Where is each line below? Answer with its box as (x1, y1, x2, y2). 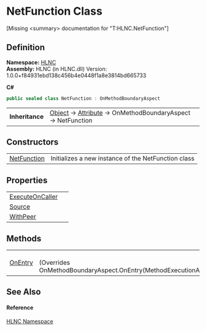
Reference (6, 304, 34, 311)
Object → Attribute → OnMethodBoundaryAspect (50, 108, 191, 117)
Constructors (6, 137, 59, 148)
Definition (6, 42, 45, 53)
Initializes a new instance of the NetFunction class (50, 154, 195, 163)
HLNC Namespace (6, 318, 53, 325)
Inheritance (9, 112, 44, 121)
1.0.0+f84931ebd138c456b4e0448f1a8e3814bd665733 (6, 72, 147, 79)
